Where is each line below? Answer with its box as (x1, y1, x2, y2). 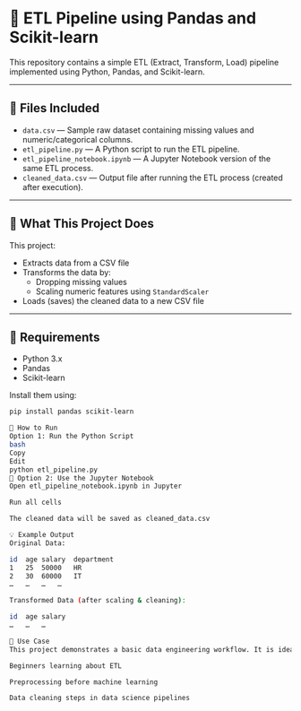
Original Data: (9, 538, 66, 548)
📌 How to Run (9, 423, 58, 433)
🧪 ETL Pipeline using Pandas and (9, 8, 257, 29)
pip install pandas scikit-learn (9, 407, 134, 416)
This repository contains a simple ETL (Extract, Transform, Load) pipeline (9, 56, 279, 67)
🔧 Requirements (9, 329, 100, 344)
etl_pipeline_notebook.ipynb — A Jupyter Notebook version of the (21, 152, 271, 164)
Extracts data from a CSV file (21, 257, 130, 268)
